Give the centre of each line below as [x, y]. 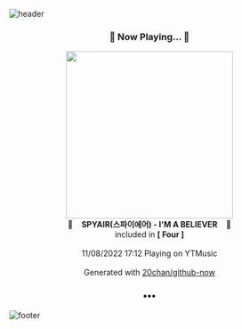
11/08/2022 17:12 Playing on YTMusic [149, 253]
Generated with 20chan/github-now [149, 273]
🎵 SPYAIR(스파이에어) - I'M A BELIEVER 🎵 [149, 225]
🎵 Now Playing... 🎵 [149, 37]
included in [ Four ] [149, 234]
